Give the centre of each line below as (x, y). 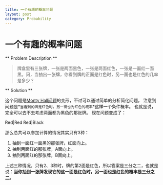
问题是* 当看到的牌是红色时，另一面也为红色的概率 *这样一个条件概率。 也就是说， (81, 107)
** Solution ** (19, 91)
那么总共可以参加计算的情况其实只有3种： (47, 133)
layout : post (18, 14)
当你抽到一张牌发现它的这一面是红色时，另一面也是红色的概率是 (78, 172)
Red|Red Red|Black (24, 122)
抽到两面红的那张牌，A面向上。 (44, 149)
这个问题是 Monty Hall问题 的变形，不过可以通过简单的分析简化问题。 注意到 (81, 100)
